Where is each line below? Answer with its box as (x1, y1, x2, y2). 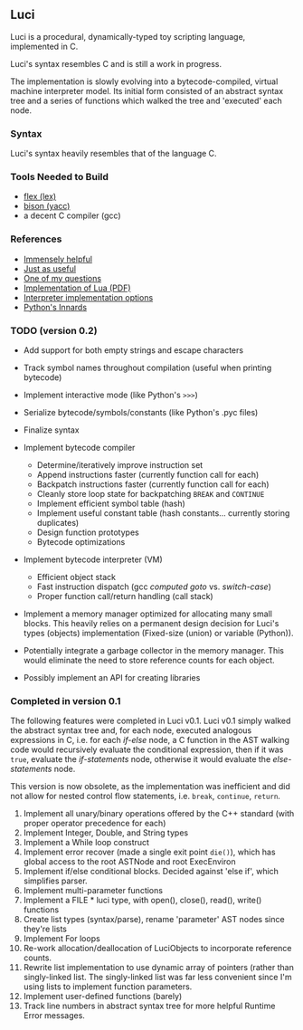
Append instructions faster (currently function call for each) (36, 470, 260, 480)
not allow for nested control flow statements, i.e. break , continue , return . (10, 791, 281, 802)
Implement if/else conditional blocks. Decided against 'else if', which (23, 866, 279, 877)
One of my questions (23, 272, 102, 283)
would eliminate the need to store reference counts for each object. (23, 655, 275, 665)
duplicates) (36, 518, 80, 528)
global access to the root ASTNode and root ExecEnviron (23, 856, 236, 867)
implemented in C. (10, 41, 79, 52)
